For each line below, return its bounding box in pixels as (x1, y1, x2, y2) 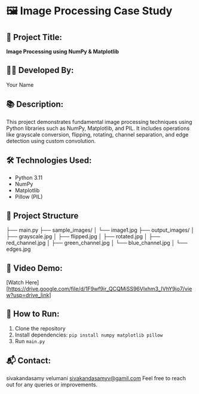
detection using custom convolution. (6, 137, 96, 144)
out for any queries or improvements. (6, 381, 97, 388)
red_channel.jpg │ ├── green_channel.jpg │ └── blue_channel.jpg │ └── (6, 240, 188, 247)
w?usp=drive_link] (6, 292, 51, 299)
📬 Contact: (6, 356, 51, 366)
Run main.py (14, 337, 45, 344)
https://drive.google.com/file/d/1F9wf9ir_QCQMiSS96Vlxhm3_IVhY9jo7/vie (8, 285, 192, 293)
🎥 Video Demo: (6, 263, 63, 273)
